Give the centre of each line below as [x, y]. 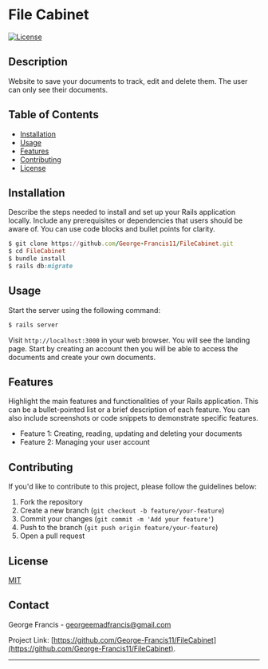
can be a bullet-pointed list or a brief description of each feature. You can [129, 410]
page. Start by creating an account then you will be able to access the [123, 348]
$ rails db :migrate [41, 266]
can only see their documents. [58, 89]
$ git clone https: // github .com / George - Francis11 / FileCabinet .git [121, 244]
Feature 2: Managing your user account [85, 442]
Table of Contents [54, 115]
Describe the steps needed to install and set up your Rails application [122, 212]
